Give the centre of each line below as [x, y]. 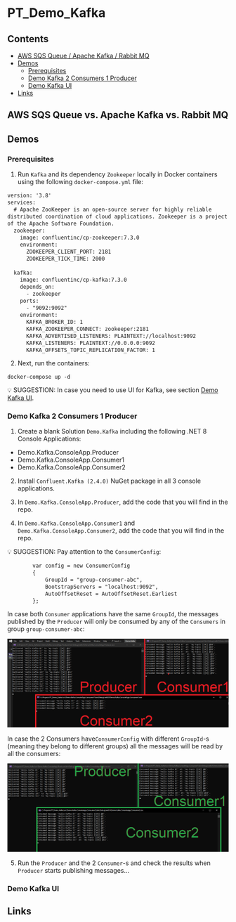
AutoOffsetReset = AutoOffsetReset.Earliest [111, 594]
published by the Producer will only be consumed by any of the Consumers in [117, 622]
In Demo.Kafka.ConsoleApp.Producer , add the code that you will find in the [123, 502]
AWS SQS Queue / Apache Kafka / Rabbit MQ [83, 56]
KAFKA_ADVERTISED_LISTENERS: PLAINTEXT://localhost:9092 [111, 336]
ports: [29, 301]
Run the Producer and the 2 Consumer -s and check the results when [114, 863]
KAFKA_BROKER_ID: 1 [54, 322]
